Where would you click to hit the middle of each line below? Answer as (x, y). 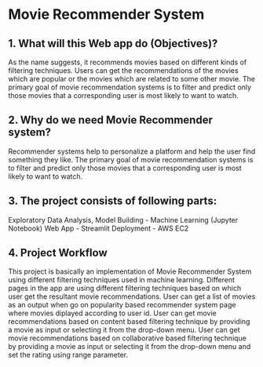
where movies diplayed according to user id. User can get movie (113, 313)
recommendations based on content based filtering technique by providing (129, 322)
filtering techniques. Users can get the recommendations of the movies (123, 71)
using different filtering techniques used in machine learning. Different (122, 280)
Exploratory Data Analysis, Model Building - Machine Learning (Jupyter (123, 220)
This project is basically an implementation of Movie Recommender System (130, 271)
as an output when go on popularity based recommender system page (122, 305)
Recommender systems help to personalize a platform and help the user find (132, 151)
